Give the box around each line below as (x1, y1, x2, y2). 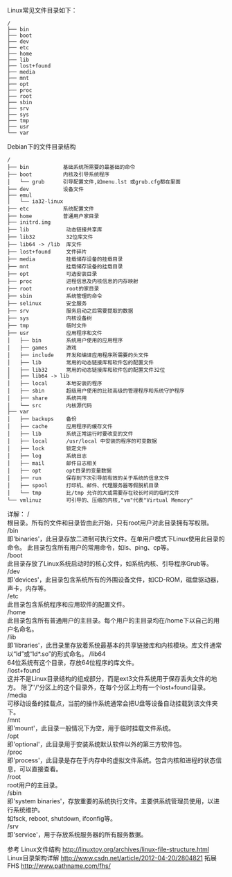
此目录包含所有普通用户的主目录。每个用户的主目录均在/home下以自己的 (7, 616, 214, 624)
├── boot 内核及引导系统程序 (7, 171, 109, 178)
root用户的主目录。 (7, 781, 62, 789)
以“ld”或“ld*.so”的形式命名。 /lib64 (7, 650, 106, 658)
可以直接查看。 (19, 765, 62, 773)
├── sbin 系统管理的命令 (7, 293, 102, 300)
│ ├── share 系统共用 (7, 395, 87, 402)
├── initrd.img (7, 219, 51, 226)
